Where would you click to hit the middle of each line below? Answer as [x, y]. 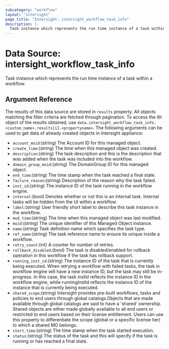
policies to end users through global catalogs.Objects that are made [83, 298]
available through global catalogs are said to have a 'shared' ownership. [87, 304]
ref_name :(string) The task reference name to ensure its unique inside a [86, 234]
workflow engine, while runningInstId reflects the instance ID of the [82, 282]
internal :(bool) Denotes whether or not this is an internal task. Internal [86, 196]
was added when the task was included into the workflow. [73, 159]
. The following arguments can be [128, 128]
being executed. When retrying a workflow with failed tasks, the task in [86, 266]
